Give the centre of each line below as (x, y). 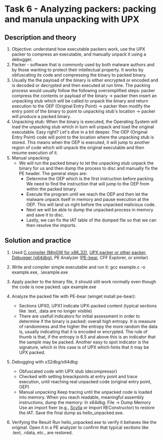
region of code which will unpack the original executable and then (78, 148)
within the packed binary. (52, 189)
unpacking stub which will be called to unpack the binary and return (80, 101)
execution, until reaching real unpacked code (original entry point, (85, 381)
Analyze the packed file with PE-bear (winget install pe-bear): (74, 296)
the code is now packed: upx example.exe (54, 287)
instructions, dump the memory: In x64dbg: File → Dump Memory (85, 402)
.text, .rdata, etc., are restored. (42, 432)
